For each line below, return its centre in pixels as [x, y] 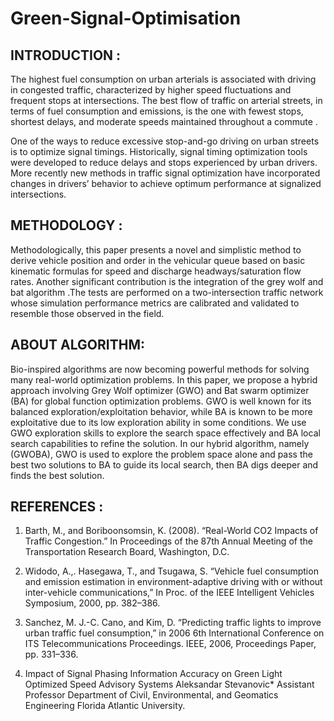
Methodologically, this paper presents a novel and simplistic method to [156, 249]
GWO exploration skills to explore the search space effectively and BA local [165, 433]
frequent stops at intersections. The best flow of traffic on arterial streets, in [166, 100]
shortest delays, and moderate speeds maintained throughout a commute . [164, 121]
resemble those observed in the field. [87, 313]
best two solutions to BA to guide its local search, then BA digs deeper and [164, 464]
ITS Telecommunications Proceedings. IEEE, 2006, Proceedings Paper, [170, 644]
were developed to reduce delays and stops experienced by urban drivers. [164, 162]
